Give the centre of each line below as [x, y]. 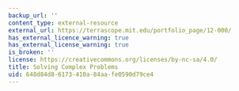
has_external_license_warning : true [68, 45]
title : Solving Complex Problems [63, 67]
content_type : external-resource [63, 23]
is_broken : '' [32, 52]
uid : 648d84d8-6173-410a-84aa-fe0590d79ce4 [81, 74]
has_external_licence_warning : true [68, 38]
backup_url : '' [33, 15]
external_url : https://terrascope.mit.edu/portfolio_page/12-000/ [120, 30]
